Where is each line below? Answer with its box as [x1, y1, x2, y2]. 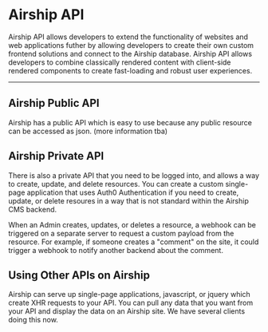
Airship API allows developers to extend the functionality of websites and [8, 32, 249, 41]
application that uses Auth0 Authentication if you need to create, [26, 188, 239, 197]
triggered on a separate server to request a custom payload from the [8, 228, 235, 238]
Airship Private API [8, 149, 104, 163]
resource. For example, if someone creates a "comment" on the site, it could [8, 237, 259, 247]
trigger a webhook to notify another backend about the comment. [8, 245, 223, 255]
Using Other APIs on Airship [8, 268, 150, 282]
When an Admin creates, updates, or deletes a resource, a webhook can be [8, 219, 257, 229]
